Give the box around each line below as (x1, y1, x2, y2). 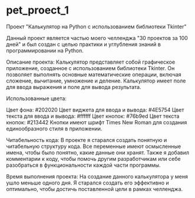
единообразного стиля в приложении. (6, 125, 103, 132)
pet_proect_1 (6, 4, 70, 17)
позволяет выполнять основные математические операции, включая (6, 71, 181, 78)
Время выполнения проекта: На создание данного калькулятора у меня (6, 173, 189, 180)
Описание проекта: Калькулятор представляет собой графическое (6, 58, 176, 65)
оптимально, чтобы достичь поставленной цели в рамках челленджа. (6, 185, 183, 192)
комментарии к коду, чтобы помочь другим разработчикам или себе (6, 155, 181, 162)
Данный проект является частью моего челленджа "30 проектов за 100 (6, 34, 189, 41)
